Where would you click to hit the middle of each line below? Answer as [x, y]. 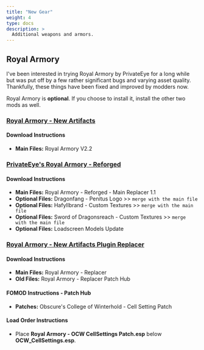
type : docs [20, 23]
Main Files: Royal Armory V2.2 [54, 149]
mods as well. [23, 105]
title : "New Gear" [30, 12]
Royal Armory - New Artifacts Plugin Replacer [76, 245]
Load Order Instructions [37, 320]
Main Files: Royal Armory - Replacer [61, 273]
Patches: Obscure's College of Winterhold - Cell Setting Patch [93, 306]
